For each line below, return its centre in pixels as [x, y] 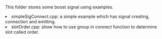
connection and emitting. [30, 22]
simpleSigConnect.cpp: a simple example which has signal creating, [81, 16]
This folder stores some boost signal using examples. [59, 7]
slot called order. [22, 32]
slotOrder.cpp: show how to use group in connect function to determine [84, 27]
